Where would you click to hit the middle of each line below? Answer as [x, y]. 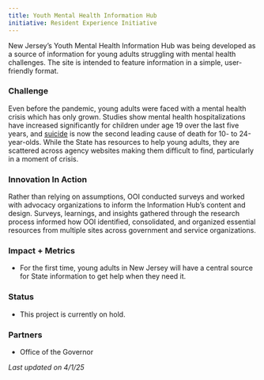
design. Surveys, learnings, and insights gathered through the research [124, 214]
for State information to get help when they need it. [103, 276]
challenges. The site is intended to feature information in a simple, [116, 62]
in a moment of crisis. [43, 158]
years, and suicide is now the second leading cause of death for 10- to [123, 133]
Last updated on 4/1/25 [46, 367]
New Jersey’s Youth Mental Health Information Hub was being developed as [132, 45]
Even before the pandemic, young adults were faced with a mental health [127, 108]
